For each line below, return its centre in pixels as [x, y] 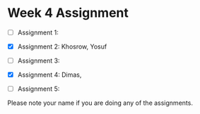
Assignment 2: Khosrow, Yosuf [62, 46]
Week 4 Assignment [68, 13]
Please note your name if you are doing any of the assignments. [100, 103]
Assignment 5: [39, 89]
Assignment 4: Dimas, [49, 75]
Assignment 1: [38, 32]
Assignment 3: [39, 61]
